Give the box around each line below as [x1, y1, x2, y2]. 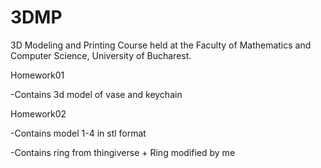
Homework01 [10, 69, 65, 81]
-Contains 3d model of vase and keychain [10, 88, 183, 100]
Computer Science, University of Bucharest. [10, 49, 192, 61]
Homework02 [10, 107, 67, 120]
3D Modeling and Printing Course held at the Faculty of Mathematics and [10, 39, 312, 51]
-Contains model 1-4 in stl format [10, 127, 147, 139]
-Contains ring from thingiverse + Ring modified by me [10, 146, 236, 158]
